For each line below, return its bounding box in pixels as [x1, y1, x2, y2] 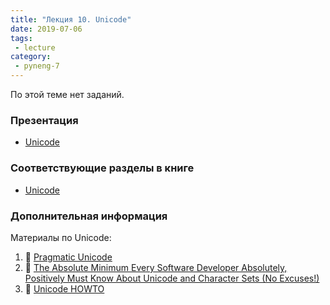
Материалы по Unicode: [10, 231, 112, 243]
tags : [10, 33, 33, 43]
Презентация [10, 113, 79, 127]
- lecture [14, 42, 56, 53]
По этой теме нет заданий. [10, 89, 125, 100]
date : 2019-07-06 [10, 24, 83, 34]
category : [10, 52, 52, 62]
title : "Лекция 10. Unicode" [10, 14, 132, 25]
